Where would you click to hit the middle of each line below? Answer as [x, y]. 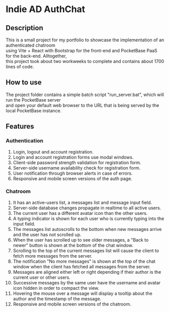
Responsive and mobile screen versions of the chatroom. [72, 304]
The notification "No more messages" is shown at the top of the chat [84, 261]
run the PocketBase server [33, 100]
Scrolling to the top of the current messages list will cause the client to [86, 251]
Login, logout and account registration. [53, 151]
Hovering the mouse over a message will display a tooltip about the [82, 293]
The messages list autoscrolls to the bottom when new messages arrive [87, 229]
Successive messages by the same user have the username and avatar [87, 282]
